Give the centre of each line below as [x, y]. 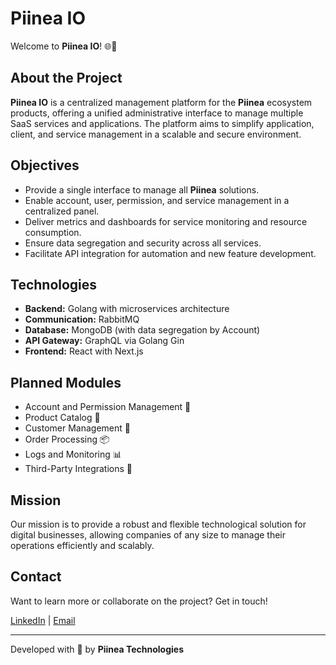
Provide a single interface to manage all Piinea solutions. [142, 189]
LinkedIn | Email [43, 620]
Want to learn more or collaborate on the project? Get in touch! [139, 601]
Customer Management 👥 [77, 428]
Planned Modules [66, 382]
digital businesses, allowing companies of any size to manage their [148, 535]
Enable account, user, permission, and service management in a [157, 200]
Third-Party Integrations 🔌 [78, 469]
